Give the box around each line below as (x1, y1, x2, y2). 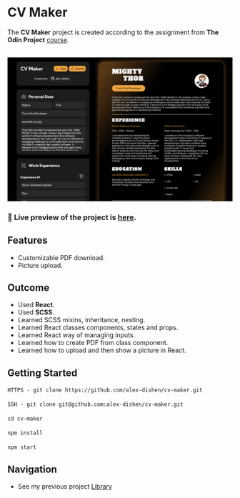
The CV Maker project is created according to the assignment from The (7, 28, 219, 36)
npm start (7, 444, 37, 451)
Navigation (7, 463, 57, 475)
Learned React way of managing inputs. (17, 331, 136, 339)
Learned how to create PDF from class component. (17, 339, 169, 347)
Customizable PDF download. (17, 253, 105, 262)
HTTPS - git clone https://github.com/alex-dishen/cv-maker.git (7, 387, 203, 394)
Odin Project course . (7, 35, 69, 44)
